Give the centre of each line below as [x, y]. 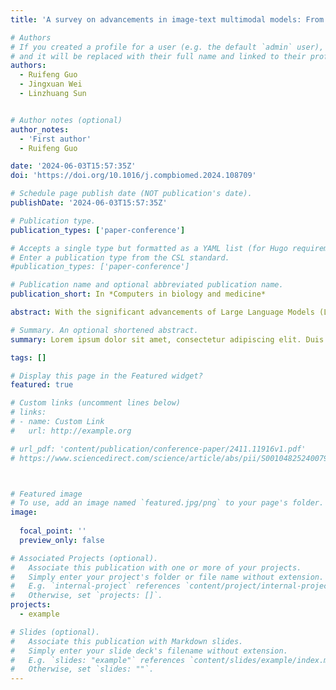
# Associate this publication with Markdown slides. [127, 641]
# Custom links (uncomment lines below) [96, 403]
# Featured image [46, 494]
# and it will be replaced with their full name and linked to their [158, 56]
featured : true [42, 385]
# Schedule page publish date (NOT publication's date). [131, 194]
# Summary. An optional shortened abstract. [104, 330]
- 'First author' [55, 139]
